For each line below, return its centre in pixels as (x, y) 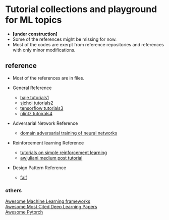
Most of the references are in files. (48, 78)
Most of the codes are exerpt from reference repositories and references (88, 44)
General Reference (32, 88)
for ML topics (34, 20)
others (13, 190)
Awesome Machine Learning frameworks (48, 201)
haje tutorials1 (35, 97)
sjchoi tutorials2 (37, 103)
